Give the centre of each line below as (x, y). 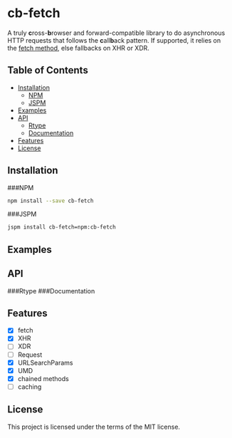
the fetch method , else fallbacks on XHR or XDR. (78, 48)
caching (30, 387)
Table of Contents (48, 70)
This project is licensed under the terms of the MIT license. (94, 427)
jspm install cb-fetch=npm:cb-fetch (62, 227)
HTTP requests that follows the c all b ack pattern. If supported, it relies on (114, 40)
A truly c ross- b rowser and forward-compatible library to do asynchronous (116, 33)
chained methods (43, 378)
